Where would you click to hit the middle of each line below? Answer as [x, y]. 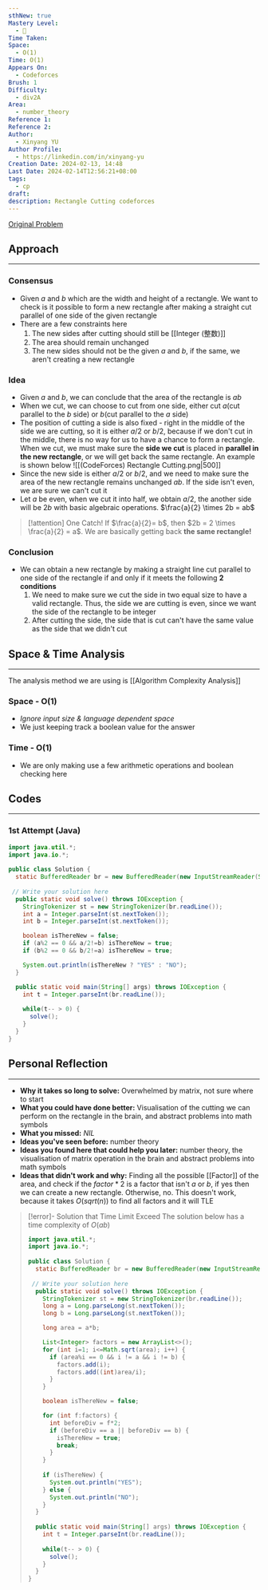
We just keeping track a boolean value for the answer [107, 727]
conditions [38, 587]
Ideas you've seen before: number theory [89, 1141]
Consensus [31, 281]
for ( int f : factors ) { [80, 1416]
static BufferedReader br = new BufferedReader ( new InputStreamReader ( [137, 877]
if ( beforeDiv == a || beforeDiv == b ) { [119, 1430]
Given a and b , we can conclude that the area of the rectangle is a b [130, 397]
